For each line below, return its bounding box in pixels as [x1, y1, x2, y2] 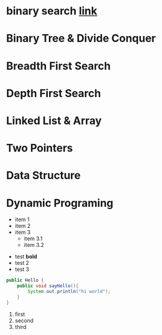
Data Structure [6, 169, 81, 182]
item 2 [14, 222, 31, 230]
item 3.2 [23, 242, 44, 249]
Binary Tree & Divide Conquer [6, 32, 157, 46]
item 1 [14, 216, 30, 223]
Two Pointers [6, 141, 74, 155]
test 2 [14, 259, 29, 267]
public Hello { [6, 277, 44, 283]
